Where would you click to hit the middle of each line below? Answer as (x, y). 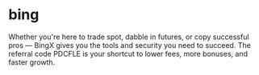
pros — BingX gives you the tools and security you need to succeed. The (130, 45)
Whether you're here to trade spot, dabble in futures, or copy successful (129, 37)
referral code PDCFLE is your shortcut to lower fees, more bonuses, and (128, 53)
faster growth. (32, 62)
